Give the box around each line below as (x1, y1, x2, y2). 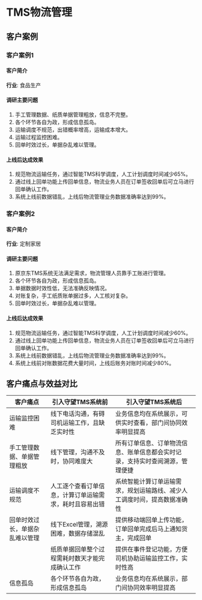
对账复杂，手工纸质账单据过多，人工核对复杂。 (14, 292, 131, 299)
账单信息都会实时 (127, 448, 176, 457)
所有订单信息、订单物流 (115, 439, 182, 448)
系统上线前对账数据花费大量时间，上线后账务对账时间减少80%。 (14, 359, 175, 366)
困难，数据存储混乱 (50, 530, 105, 538)
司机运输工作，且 (50, 419, 99, 427)
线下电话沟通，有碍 (50, 410, 105, 418)
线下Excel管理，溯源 (50, 520, 108, 529)
